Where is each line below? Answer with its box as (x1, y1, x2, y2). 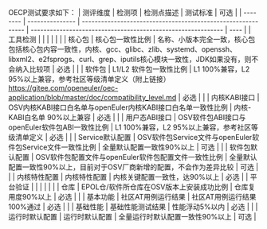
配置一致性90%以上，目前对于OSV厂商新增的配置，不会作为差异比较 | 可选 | (8, 162, 259, 172)
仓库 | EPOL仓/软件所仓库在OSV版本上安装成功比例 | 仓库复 (61, 182, 256, 192)
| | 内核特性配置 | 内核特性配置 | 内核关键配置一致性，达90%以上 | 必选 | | (8, 173, 249, 181)
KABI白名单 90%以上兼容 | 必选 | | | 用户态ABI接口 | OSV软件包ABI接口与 (8, 113, 246, 122)
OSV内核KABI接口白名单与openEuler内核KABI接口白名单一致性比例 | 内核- (8, 103, 252, 112)
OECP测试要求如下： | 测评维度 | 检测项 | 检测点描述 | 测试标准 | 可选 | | (8, 8, 242, 17)
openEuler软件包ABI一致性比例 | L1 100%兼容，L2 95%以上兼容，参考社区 (8, 122, 252, 132)
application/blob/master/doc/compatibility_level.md (8, 93, 177, 102)
